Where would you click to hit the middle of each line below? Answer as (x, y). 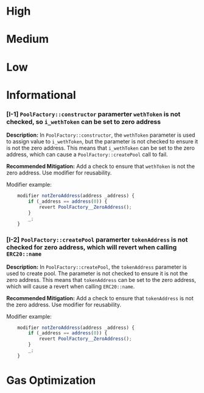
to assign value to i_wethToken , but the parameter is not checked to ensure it (102, 142)
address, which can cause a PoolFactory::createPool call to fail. (87, 154)
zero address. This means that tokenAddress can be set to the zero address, (101, 279)
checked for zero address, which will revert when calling (92, 247)
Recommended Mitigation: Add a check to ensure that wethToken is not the (100, 167)
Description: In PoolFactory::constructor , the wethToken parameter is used (101, 135)
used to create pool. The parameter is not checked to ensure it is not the (97, 273)
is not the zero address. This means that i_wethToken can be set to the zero (100, 148)
